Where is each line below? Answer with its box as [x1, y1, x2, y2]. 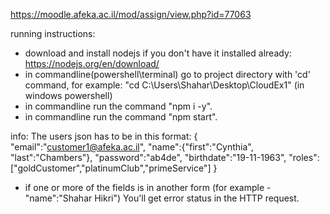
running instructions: [10, 28, 96, 39]
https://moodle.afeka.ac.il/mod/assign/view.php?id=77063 [10, 9, 252, 20]
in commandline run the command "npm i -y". [24, 100, 213, 112]
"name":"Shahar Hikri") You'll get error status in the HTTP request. [24, 192, 300, 204]
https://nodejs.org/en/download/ [24, 58, 160, 69]
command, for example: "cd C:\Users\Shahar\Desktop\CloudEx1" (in [24, 79, 305, 91]
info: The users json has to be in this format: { [10, 130, 198, 142]
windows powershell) [24, 90, 113, 101]
